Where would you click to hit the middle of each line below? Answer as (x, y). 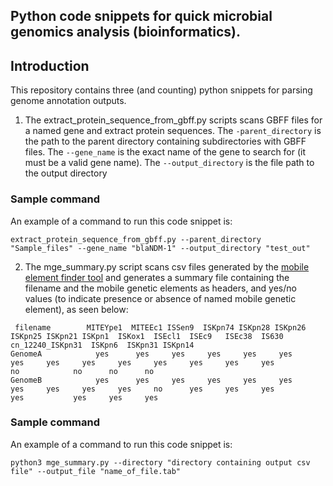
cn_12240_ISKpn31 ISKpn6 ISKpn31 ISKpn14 (102, 345)
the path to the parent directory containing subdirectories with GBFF (165, 141)
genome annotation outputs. (68, 101)
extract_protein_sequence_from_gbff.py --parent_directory (136, 239)
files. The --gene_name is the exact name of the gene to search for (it (165, 152)
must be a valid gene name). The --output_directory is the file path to (169, 163)
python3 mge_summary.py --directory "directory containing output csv (160, 462)
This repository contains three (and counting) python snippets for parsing (161, 90)
